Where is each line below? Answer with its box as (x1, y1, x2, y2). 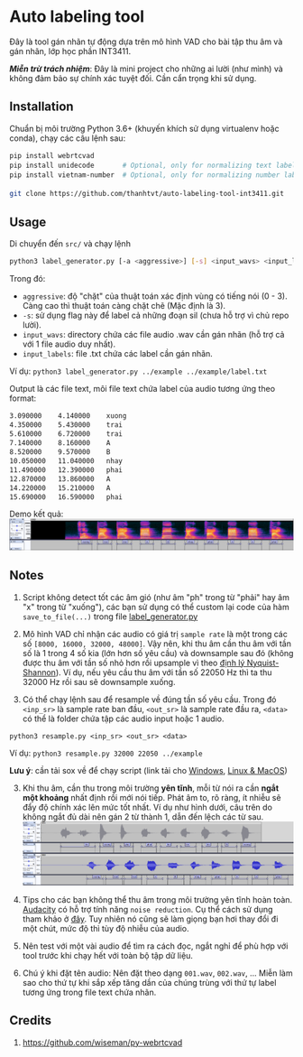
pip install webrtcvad (9, 151, 95, 160)
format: (9, 393, 37, 403)
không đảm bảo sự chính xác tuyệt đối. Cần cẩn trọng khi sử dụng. (9, 72, 257, 83)
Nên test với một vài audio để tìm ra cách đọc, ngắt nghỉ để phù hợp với (22, 941, 289, 951)
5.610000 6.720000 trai (9, 429, 124, 439)
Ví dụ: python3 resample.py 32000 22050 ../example (9, 747, 203, 758)
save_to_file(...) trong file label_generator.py (22, 611, 198, 622)
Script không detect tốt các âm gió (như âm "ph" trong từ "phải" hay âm (22, 591, 290, 602)
